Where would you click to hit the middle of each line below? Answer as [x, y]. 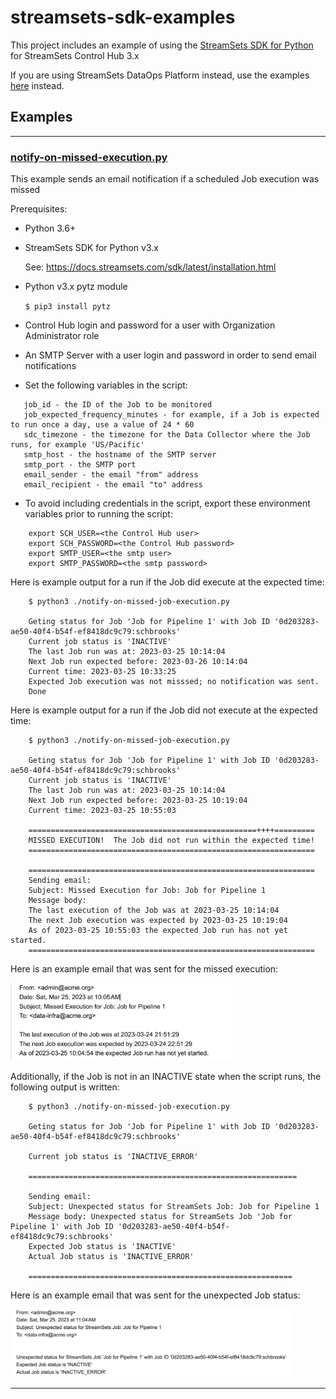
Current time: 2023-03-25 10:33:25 [102, 672]
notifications [50, 366]
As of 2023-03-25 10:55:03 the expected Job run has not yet [158, 931]
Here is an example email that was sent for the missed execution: [144, 969]
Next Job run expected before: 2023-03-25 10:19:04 [138, 801]
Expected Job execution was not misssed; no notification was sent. [174, 682]
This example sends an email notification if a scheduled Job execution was [165, 179]
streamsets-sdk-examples [123, 17]
